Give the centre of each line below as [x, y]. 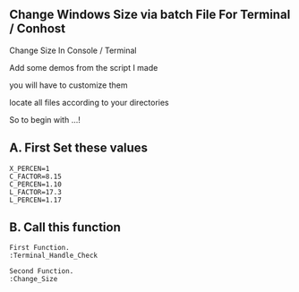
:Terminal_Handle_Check [54, 256]
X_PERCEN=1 [30, 168]
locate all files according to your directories [90, 102]
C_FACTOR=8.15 [36, 176]
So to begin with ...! [45, 119]
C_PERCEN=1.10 [36, 184]
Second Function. [42, 271]
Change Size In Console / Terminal [73, 50]
